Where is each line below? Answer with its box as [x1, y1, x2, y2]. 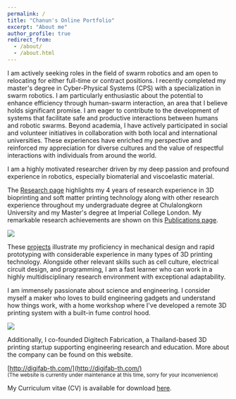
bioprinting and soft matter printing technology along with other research [7, 193, 219, 201]
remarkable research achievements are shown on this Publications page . [7, 215, 218, 224]
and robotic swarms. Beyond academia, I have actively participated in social [7, 121, 228, 129]
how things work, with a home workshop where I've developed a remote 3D [7, 300, 227, 310]
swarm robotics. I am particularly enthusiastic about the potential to [7, 91, 204, 99]
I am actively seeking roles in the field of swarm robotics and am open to [7, 68, 218, 77]
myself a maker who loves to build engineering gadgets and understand [7, 293, 216, 302]
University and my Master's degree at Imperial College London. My [7, 208, 202, 217]
